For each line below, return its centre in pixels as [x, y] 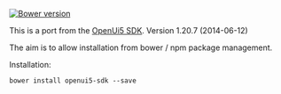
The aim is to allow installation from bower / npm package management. [141, 47]
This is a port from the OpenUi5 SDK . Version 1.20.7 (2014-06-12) [129, 30]
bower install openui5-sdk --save [73, 81]
